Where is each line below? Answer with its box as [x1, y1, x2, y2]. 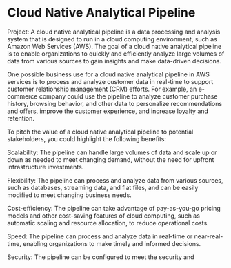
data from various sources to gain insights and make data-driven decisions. [7, 56, 222, 65]
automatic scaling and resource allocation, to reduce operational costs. [7, 218, 209, 227]
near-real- [194, 232, 223, 240]
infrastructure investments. [7, 163, 84, 171]
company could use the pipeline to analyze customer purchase [39, 92, 218, 101]
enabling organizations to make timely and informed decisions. [23, 239, 201, 247]
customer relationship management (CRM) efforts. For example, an [7, 85, 197, 93]
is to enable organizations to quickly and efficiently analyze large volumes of [7, 50, 225, 58]
